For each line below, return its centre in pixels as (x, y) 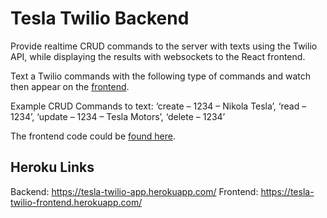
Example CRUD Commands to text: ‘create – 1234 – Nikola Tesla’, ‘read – (158, 106)
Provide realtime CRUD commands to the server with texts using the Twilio (164, 46)
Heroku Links (52, 167)
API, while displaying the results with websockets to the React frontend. (158, 56)
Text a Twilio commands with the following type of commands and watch (160, 76)
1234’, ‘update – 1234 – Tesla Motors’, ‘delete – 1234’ (118, 116)
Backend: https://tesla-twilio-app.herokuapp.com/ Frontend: (134, 191)
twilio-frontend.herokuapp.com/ (76, 202)
